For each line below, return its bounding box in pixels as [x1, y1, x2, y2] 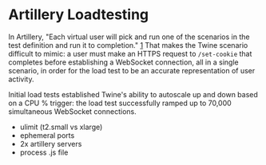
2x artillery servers [19, 139, 82, 148]
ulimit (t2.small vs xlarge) [19, 122, 103, 132]
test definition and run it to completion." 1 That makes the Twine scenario [8, 40, 248, 49]
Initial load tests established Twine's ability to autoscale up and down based [8, 89, 258, 99]
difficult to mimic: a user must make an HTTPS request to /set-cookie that [8, 49, 252, 58]
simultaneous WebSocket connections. [8, 106, 137, 116]
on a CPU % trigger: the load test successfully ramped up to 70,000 [8, 98, 232, 108]
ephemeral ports [19, 130, 75, 140]
